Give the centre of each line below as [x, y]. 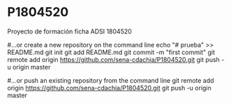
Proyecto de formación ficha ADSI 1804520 [70, 31]
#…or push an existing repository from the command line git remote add [111, 80]
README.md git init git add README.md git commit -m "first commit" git [111, 52]
